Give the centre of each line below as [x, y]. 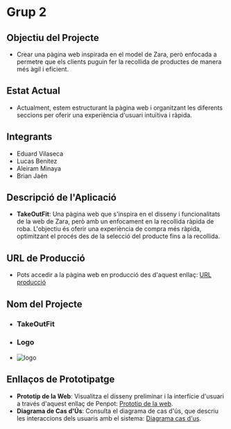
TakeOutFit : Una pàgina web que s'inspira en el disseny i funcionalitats [118, 214]
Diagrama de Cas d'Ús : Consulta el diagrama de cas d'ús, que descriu [118, 411]
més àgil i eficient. [43, 69]
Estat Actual [33, 91]
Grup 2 [26, 12]
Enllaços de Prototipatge [61, 379]
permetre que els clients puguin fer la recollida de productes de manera [119, 62]
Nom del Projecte [44, 304]
